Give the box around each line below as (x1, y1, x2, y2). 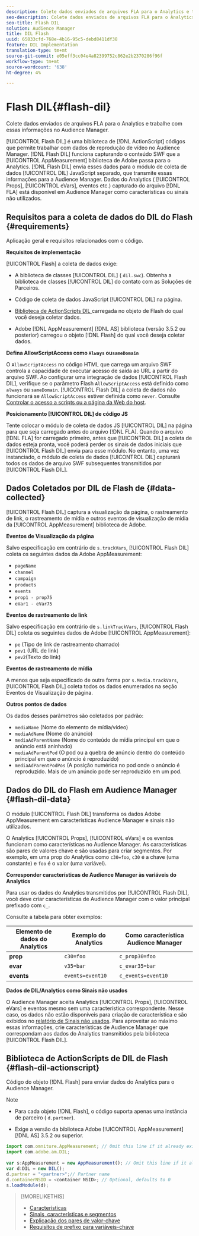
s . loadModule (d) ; (6, 1182, 49, 1188)
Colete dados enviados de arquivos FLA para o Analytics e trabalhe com (6, 120, 182, 127)
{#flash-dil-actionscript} (6, 1063, 99, 1073)
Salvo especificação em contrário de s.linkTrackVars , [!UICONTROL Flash (6, 623, 188, 630)
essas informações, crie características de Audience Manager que (6, 1024, 169, 1031)
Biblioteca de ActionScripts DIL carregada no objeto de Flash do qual (14, 308, 184, 314)
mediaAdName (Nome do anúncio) (14, 730, 93, 737)
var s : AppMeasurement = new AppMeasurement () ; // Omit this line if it (6, 1160, 187, 1166)
